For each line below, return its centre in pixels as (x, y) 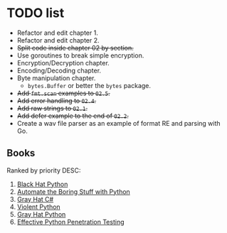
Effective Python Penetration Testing (70, 222)
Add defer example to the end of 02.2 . (73, 116)
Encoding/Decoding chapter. (59, 70)
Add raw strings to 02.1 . (52, 108)
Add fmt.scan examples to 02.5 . (64, 93)
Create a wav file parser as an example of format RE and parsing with (119, 123)
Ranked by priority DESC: (44, 170)
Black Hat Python (42, 184)
